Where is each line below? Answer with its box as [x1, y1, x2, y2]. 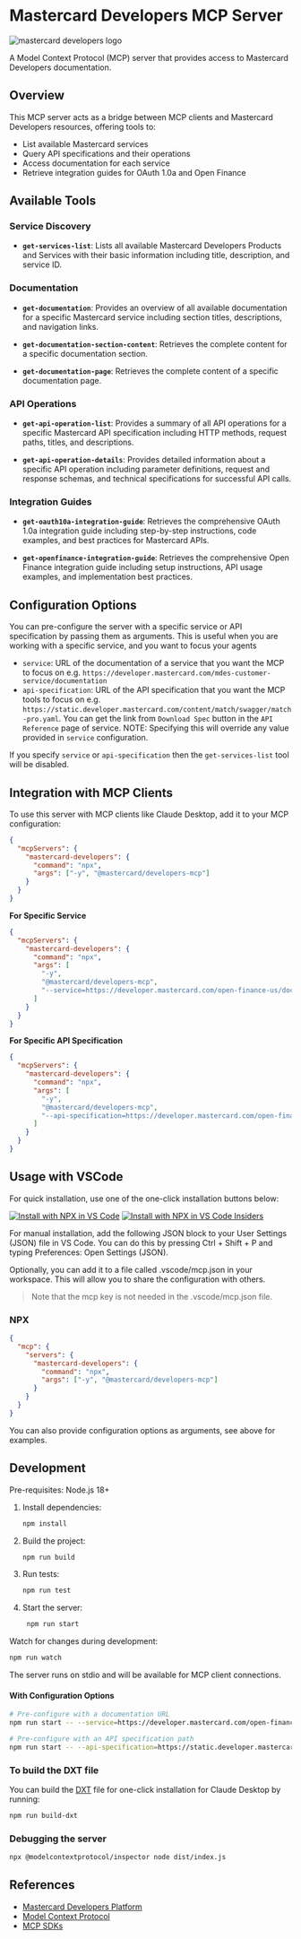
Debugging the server [9, 1832, 107, 1845]
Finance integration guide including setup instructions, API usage [21, 562, 263, 573]
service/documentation [21, 677, 107, 686]
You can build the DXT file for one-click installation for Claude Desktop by [9, 1785, 281, 1795]
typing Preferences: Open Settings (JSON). [9, 1247, 168, 1258]
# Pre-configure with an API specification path [9, 1734, 194, 1744]
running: [9, 1794, 40, 1805]
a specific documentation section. [21, 348, 148, 359]
